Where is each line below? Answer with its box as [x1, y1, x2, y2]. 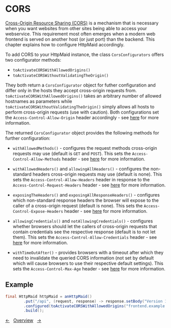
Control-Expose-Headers [12, 209, 64, 214]
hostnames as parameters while [5, 98, 72, 104]
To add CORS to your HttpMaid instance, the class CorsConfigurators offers [5, 51, 164, 58]
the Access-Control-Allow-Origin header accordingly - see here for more [5, 114, 159, 120]
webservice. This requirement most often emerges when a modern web [5, 31, 156, 37]
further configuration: [5, 135, 51, 141]
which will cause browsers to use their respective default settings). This [12, 260, 164, 266]
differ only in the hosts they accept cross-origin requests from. [5, 87, 137, 93]
